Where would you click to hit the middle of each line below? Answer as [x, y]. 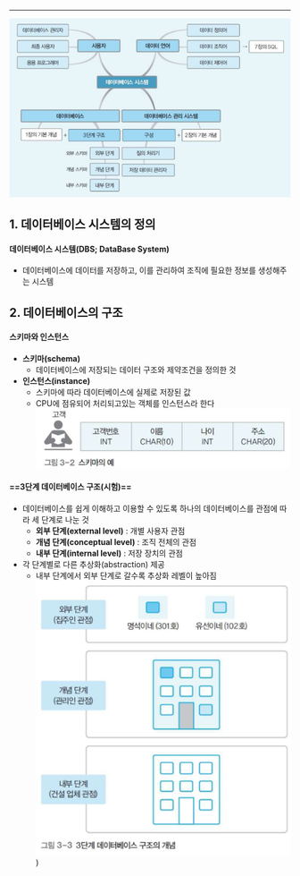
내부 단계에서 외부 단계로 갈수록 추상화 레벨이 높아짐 [126, 575]
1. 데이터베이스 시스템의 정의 [83, 225]
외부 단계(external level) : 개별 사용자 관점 [110, 531]
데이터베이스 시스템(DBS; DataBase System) [89, 249]
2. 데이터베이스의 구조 [66, 313]
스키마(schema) [51, 359]
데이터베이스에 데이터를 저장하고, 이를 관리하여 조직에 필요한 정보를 [139, 270]
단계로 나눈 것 [65, 519]
